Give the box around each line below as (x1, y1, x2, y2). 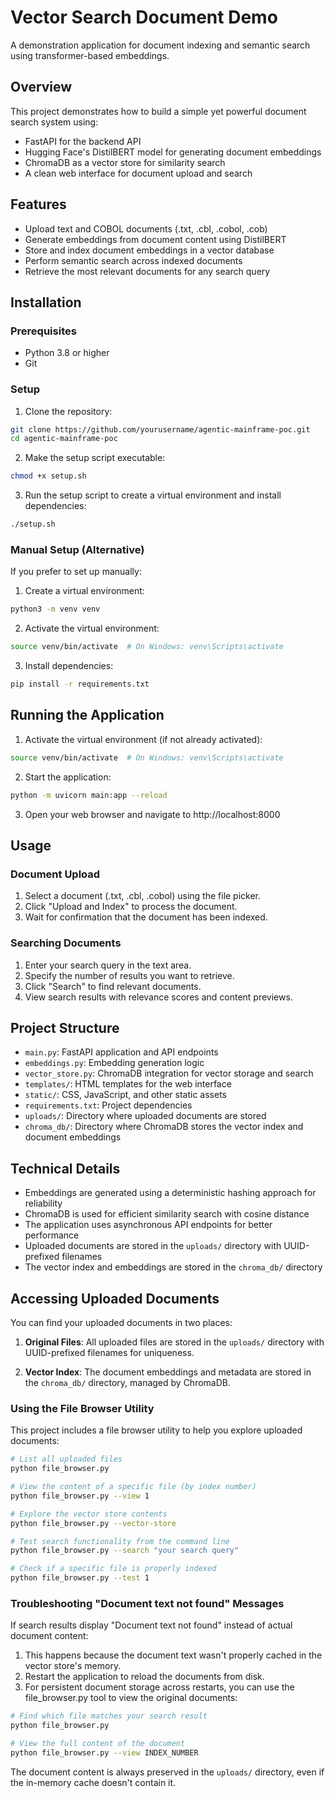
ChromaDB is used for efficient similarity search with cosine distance (24, 1208, 310, 1220)
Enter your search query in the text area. (24, 959, 192, 971)
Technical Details (10, 1160, 121, 1177)
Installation (10, 294, 82, 311)
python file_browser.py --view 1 (10, 1491, 150, 1501)
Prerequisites (10, 324, 77, 338)
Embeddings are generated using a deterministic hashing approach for (24, 1187, 317, 1199)
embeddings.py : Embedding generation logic (24, 1057, 205, 1069)
